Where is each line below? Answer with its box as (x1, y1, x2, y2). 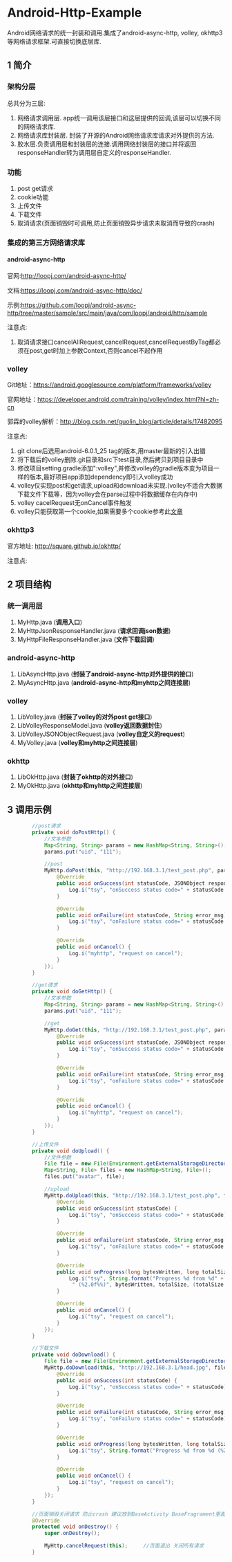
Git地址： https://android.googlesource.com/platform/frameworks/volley (7, 380, 212, 389)
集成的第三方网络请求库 (7, 237, 85, 247)
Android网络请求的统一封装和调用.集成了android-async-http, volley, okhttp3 (7, 28, 223, 37)
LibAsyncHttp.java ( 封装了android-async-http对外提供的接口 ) (17, 670, 194, 678)
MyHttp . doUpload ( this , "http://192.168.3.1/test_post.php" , (43, 1192, 221, 1199)
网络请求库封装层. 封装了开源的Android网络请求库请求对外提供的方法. (17, 131, 215, 139)
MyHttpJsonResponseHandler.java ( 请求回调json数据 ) (17, 627, 171, 635)
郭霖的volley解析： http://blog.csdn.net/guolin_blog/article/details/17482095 (7, 417, 223, 426)
